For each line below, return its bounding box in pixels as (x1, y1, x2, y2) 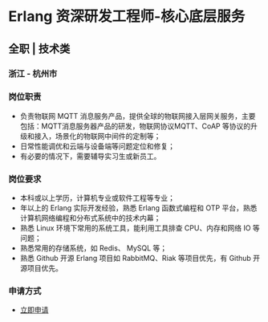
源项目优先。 (19, 263, 63, 273)
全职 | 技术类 (8, 42, 71, 55)
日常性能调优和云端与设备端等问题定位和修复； (19, 141, 175, 151)
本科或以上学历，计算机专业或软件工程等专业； (19, 194, 175, 203)
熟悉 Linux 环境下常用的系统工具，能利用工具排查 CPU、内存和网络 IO (19, 223, 251, 233)
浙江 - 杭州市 (8, 67, 58, 79)
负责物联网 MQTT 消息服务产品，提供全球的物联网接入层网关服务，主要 (19, 111, 256, 120)
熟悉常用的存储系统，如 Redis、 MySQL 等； (19, 243, 168, 253)
